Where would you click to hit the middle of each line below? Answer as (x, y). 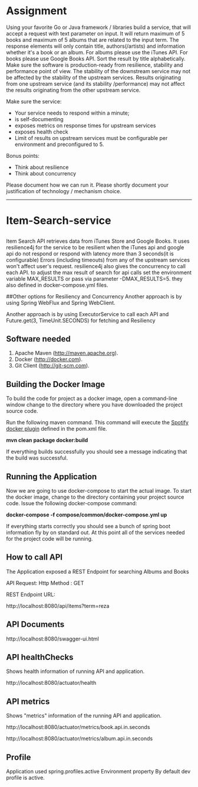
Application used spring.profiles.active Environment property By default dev (98, 772)
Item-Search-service (59, 221)
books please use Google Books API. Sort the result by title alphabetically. (96, 58)
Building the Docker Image (56, 384)
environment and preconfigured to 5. (59, 144)
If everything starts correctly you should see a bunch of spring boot (88, 526)
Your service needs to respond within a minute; (72, 113)
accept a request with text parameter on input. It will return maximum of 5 (95, 33)
